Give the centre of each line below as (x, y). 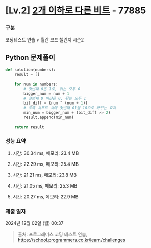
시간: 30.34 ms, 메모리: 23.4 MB (46, 153)
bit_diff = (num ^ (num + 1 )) (56, 103)
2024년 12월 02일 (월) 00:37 (34, 223)
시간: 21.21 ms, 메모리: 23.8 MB (45, 175)
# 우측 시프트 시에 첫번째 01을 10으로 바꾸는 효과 (70, 108)
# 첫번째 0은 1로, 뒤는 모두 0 (52, 89)
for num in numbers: (36, 84)
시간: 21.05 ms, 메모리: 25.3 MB (45, 185)
